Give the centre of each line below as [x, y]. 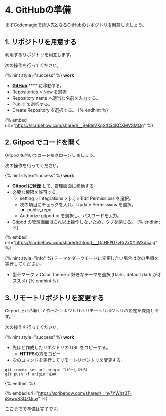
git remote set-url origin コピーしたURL [47, 370]
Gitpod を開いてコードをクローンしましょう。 [51, 155]
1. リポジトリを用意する [41, 42]
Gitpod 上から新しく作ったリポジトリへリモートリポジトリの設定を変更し [80, 311]
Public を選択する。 [32, 104]
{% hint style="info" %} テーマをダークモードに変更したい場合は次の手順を [82, 258]
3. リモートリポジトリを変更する [55, 298]
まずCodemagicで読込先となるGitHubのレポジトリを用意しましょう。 [76, 25]
